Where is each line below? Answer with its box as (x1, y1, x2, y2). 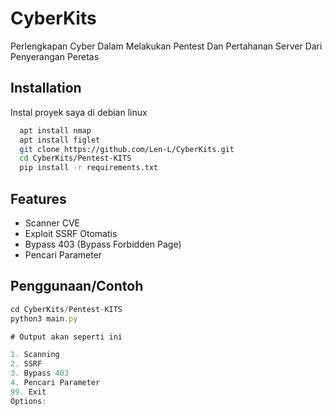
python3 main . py (10, 313, 78, 324)
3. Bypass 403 (10, 368, 70, 379)
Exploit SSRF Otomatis (24, 227, 118, 239)
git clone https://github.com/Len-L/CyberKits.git (19, 144, 235, 154)
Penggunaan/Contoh (10, 278, 144, 295)
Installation (10, 80, 82, 97)
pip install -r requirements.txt (19, 163, 159, 173)
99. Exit (10, 387, 47, 397)
